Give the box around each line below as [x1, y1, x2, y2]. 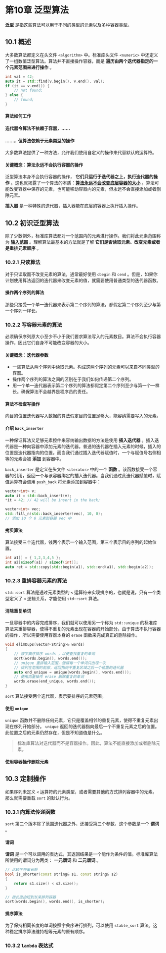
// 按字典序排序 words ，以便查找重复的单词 [14, 651, 95, 657]
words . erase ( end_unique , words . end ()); [14, 679, 96, 684]
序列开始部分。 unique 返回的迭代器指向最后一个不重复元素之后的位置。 [13, 724, 160, 729]
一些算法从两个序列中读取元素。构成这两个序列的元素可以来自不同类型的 [12, 364, 160, 370]
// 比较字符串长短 [5, 867, 38, 872]
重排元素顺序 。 [9, 245, 41, 251]
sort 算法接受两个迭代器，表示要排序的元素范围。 [5, 693, 106, 699]
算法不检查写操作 [5, 401, 40, 407]
